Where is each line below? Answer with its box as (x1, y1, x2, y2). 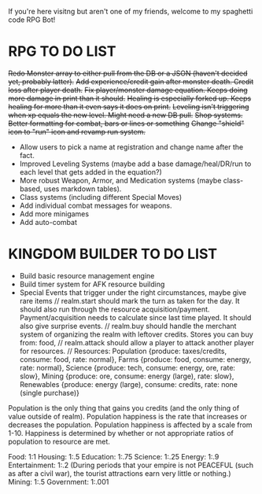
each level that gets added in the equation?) (19, 167, 163, 176)
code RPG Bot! (8, 15, 56, 24)
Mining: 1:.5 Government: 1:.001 (8, 477, 109, 486)
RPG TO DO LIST (8, 42, 116, 61)
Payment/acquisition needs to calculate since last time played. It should (19, 312, 252, 322)
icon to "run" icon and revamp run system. (8, 127, 146, 136)
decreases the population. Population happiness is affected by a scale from (8, 420, 253, 429)
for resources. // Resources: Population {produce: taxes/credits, (19, 346, 227, 356)
